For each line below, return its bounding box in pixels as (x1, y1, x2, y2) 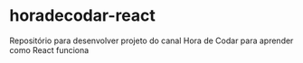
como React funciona (9, 44, 90, 55)
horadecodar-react (9, 5, 156, 26)
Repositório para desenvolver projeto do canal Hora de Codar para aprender (9, 35, 294, 46)
